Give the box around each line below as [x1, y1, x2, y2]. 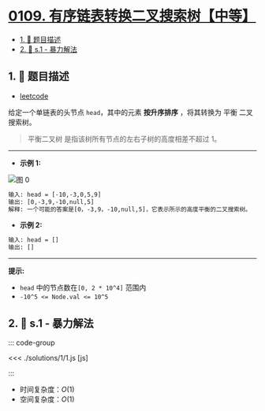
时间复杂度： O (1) [19, 384, 75, 394]
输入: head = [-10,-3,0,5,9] [8, 191, 102, 198]
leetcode [19, 91, 49, 101]
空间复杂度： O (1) [19, 394, 75, 404]
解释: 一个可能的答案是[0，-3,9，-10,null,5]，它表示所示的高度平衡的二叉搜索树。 [8, 205, 252, 213]
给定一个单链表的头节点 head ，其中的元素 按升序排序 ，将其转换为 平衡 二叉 [8, 107, 254, 117]
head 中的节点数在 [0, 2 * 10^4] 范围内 [19, 283, 147, 292]
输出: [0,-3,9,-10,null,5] [8, 198, 95, 205]
